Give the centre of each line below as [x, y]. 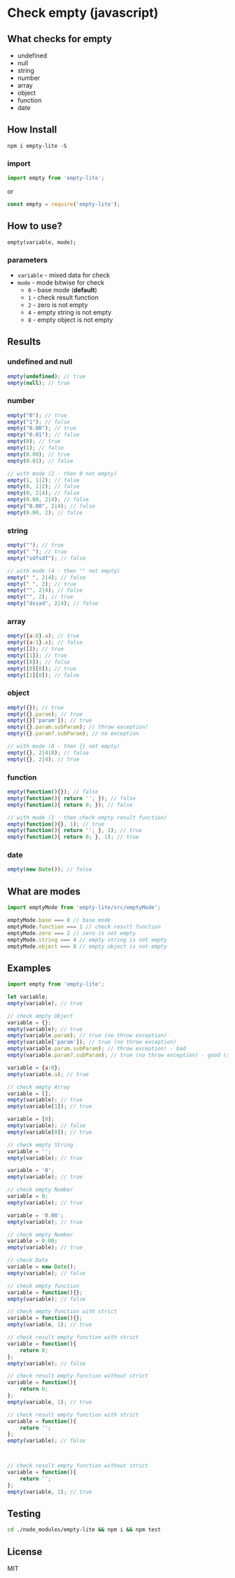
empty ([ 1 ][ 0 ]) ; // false [43, 675]
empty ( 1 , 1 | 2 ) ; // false [43, 480]
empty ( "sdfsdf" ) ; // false [47, 558]
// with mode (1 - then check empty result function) [87, 817]
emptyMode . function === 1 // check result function [84, 927]
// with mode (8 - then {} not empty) [64, 747]
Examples [29, 968]
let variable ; [28, 997]
